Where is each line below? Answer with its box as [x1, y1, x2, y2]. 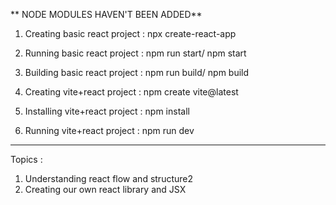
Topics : [10, 154, 43, 165]
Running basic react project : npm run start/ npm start [24, 47, 247, 59]
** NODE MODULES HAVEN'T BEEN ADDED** [10, 9, 203, 20]
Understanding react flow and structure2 [24, 173, 193, 184]
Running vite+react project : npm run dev [24, 125, 195, 136]
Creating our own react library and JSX [24, 184, 187, 195]
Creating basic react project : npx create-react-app [24, 28, 237, 39]
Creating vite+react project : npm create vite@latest [24, 86, 239, 98]
